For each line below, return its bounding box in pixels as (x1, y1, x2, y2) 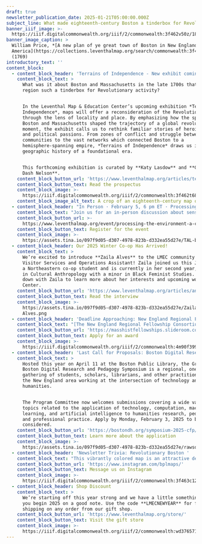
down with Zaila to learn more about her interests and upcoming (22, 277, 189, 283)
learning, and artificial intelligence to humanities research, (22, 411, 187, 417)
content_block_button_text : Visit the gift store (17, 517, 144, 523)
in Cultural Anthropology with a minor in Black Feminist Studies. (22, 271, 195, 277)
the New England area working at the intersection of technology (22, 378, 189, 384)
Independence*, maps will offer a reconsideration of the (22, 109, 171, 115)
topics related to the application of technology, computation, (22, 405, 187, 411)
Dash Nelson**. (22, 170, 61, 176)
